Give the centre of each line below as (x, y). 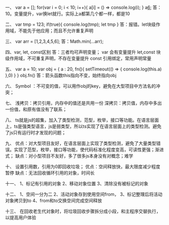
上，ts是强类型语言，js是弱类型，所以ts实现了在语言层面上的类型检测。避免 (83, 126)
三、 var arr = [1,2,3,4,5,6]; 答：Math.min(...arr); (55, 41)
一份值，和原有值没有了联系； (36, 109)
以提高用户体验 (21, 217)
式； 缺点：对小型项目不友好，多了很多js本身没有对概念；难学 (69, 156)
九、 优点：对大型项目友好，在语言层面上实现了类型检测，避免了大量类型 (81, 143)
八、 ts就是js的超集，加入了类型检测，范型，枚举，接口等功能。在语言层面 (82, 120)
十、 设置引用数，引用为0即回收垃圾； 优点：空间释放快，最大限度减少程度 (83, 167)
